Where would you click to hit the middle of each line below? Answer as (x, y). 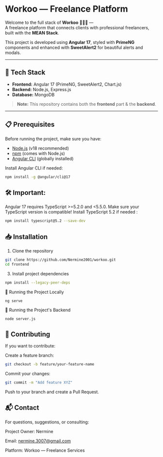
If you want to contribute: (30, 346)
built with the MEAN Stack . (32, 33)
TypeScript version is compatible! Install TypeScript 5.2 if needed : (72, 212)
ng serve (14, 301)
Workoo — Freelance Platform (67, 9)
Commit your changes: (28, 373)
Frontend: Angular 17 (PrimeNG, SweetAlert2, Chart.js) (67, 84)
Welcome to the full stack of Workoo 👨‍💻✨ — (49, 22)
